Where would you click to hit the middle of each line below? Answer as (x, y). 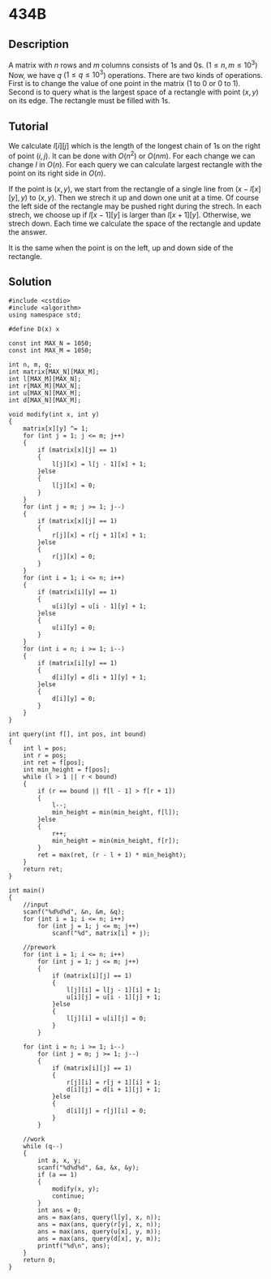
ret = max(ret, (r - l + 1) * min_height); (112, 855)
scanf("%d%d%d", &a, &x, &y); (88, 1167)
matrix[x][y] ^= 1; (56, 428)
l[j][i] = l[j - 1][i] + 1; (114, 990)
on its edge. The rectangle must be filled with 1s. (89, 101)
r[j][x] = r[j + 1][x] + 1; (99, 535)
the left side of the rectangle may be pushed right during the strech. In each (135, 206)
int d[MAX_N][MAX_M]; (45, 400)
